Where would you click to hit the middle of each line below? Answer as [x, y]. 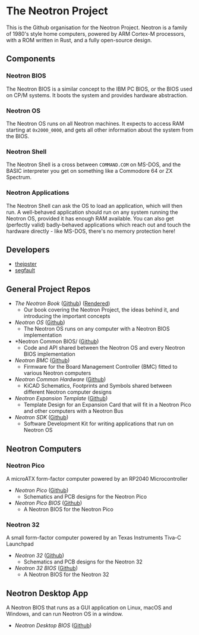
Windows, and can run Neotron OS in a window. [65, 614]
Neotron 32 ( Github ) [39, 556]
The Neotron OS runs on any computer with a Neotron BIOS [97, 329]
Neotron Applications [38, 193]
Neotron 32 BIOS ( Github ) [46, 568]
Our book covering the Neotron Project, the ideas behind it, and [101, 310]
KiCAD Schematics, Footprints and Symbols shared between [98, 386]
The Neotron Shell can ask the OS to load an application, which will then [94, 206]
